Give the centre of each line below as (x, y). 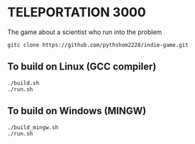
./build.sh (23, 83)
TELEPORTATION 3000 (77, 12)
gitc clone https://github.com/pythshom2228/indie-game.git (98, 45)
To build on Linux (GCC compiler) (82, 67)
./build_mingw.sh (33, 127)
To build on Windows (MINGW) (77, 111)
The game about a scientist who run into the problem (85, 32)
